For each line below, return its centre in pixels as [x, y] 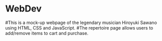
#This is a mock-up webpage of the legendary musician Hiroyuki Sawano [81, 22]
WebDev [23, 9]
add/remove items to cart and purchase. [47, 33]
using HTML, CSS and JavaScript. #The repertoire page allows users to [79, 27]
